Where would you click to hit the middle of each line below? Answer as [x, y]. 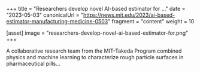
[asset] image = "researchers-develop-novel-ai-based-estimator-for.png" [97, 33]
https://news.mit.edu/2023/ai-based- [129, 15]
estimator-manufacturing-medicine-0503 [57, 21]
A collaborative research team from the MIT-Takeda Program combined [94, 51]
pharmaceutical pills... [34, 63]
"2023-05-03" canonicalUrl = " [45, 15]
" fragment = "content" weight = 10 [151, 21]
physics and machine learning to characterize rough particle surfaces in [95, 57]
